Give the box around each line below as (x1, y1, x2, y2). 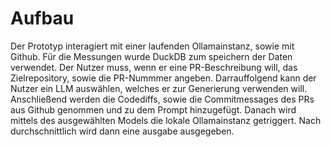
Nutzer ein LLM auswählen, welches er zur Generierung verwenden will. (10, 82, 308, 94)
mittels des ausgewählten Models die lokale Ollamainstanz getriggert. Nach (10, 114, 322, 126)
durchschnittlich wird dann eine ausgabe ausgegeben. (10, 125, 235, 137)
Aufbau (10, 7, 75, 30)
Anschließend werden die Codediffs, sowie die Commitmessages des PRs (10, 93, 315, 105)
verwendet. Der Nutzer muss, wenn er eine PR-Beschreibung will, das (10, 61, 298, 73)
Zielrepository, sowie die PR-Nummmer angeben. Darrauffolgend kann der (10, 72, 317, 84)
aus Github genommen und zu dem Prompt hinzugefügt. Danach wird (10, 103, 297, 116)
